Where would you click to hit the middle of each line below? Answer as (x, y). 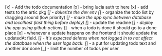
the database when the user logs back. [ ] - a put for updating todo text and (81, 43)
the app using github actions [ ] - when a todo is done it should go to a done (81, 28)
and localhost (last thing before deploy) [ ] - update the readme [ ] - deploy (79, 22)
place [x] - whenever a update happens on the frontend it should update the (81, 33)
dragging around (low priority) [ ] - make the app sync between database (78, 17)
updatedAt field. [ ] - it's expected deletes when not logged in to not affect (79, 38)
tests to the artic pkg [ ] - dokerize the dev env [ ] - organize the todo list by (80, 12)
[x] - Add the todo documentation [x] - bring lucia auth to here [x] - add (77, 7)
